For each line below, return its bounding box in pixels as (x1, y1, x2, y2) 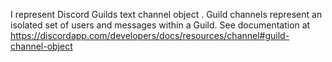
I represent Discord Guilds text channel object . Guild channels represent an (10, 9, 323, 20)
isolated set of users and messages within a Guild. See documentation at (10, 19, 311, 31)
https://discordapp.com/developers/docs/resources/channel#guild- (10, 30, 290, 41)
